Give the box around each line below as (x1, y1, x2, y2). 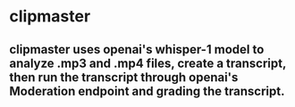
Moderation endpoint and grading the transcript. (9, 83, 285, 99)
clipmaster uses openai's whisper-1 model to (9, 42, 265, 57)
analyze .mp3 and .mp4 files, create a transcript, (9, 55, 287, 70)
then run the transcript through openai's (9, 70, 239, 85)
